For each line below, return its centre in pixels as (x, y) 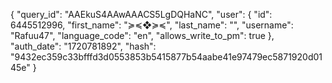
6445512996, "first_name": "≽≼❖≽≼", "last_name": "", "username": (152, 25)
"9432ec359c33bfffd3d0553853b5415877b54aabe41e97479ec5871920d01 (166, 57)
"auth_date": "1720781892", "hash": (83, 46)
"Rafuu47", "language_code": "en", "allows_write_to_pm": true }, (142, 35)
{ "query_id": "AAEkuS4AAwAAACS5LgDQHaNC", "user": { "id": (141, 14)
